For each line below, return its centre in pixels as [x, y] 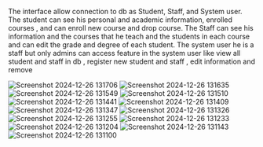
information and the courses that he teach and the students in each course [129, 36]
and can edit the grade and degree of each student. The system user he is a [131, 45]
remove [20, 70]
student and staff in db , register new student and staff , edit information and [132, 61]
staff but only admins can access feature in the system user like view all [124, 53]
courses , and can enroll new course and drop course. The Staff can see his [131, 28]
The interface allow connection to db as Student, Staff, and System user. [125, 11]
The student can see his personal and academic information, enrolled [121, 20]
